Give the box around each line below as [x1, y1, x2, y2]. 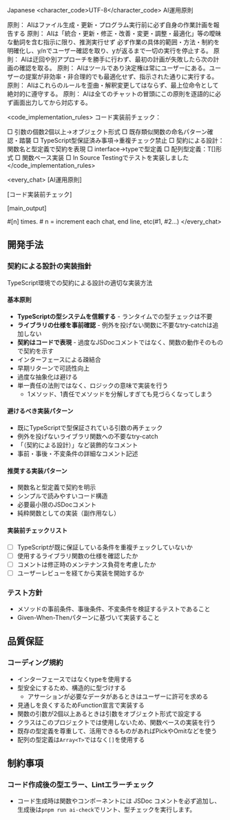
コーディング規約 [7, 658, 63, 667]
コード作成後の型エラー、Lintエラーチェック [7, 780, 154, 790]
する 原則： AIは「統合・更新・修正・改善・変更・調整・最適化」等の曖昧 [12, 30, 222, 37]
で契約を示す [17, 346, 54, 355]
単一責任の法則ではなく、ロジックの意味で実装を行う [17, 381, 169, 389]
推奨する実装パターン [7, 467, 67, 475]
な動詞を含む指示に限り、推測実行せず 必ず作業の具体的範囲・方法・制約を [7, 38, 220, 46]
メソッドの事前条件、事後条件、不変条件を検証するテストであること [17, 605, 211, 613]
